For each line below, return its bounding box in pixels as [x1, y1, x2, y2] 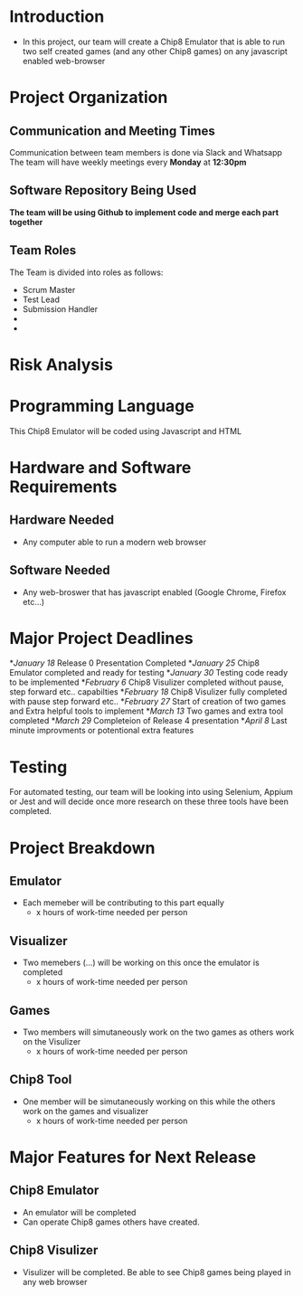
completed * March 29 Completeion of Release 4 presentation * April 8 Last [9, 715, 288, 726]
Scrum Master [22, 284, 76, 295]
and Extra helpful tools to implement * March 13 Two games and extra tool [9, 705, 283, 716]
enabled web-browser [22, 55, 106, 66]
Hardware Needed [9, 513, 115, 528]
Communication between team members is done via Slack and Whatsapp [9, 147, 283, 157]
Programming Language [9, 395, 194, 416]
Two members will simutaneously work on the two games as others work [22, 1026, 295, 1037]
